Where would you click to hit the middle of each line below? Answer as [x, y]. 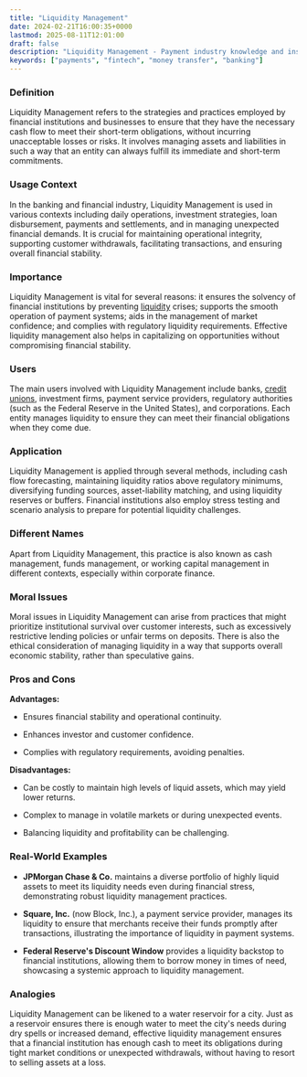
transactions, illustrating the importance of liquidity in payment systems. [159, 933]
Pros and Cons [42, 679]
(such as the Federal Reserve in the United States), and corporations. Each [150, 409]
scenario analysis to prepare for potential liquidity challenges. [126, 510]
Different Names [47, 534]
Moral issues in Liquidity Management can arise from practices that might [148, 617]
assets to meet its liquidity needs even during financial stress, [139, 886]
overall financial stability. [56, 253]
